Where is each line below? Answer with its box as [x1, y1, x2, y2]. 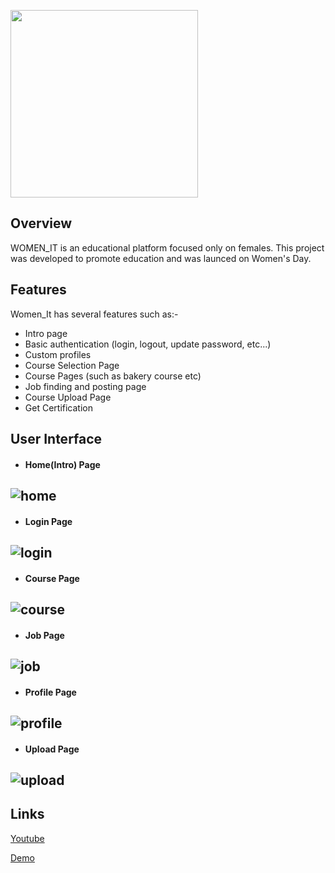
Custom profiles [24, 348, 92, 360]
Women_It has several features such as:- [10, 308, 179, 320]
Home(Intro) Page [24, 458, 101, 470]
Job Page [24, 629, 65, 641]
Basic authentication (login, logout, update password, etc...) [24, 338, 272, 350]
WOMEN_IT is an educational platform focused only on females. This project [10, 241, 325, 254]
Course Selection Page [24, 359, 120, 371]
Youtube [10, 832, 45, 844]
